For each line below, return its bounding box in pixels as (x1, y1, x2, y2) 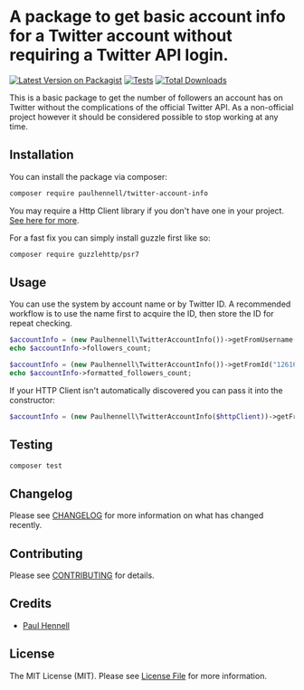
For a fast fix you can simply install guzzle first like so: (9, 232, 211, 243)
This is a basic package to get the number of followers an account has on (9, 92, 283, 103)
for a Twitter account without (9, 25, 233, 46)
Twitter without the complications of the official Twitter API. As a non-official (9, 101, 294, 112)
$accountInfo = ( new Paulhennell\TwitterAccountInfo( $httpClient (9, 411, 261, 421)
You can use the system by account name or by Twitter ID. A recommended (9, 298, 291, 309)
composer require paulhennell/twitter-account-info (9, 188, 208, 198)
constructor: (9, 394, 56, 405)
